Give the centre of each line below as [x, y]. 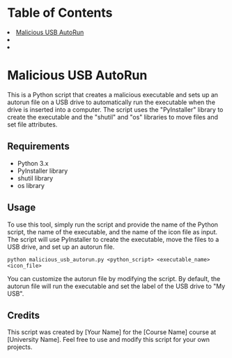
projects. [20, 347]
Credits [24, 315]
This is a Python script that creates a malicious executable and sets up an [113, 94]
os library [31, 185]
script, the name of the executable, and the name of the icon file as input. [113, 231]
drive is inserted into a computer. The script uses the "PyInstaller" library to [115, 109]
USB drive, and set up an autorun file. [61, 247]
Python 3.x [33, 163]
